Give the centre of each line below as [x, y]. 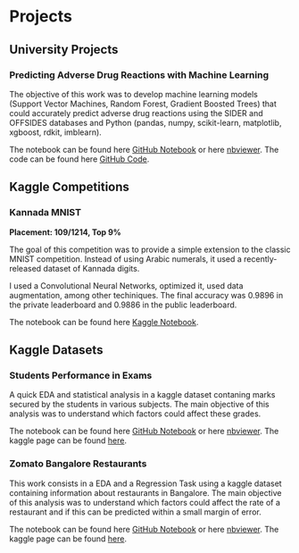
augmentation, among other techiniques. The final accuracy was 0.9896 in [146, 295]
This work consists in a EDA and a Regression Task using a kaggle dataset [146, 483]
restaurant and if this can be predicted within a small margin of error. [135, 512]
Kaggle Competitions [69, 187]
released [25, 268]
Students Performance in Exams [81, 375]
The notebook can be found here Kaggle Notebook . [104, 322]
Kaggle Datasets [56, 350]
